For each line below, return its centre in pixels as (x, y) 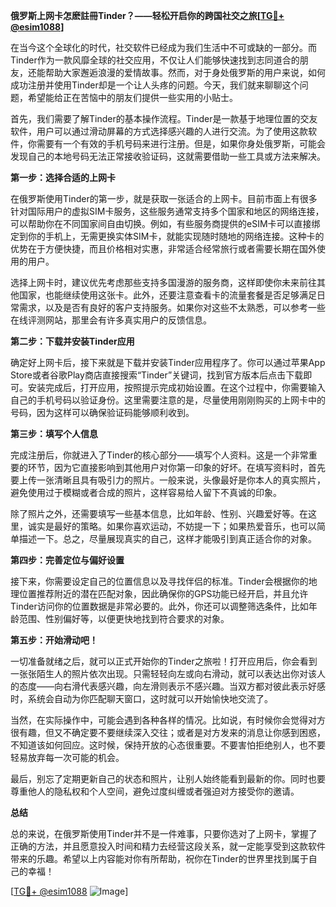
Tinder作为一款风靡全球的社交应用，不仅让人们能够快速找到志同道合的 (155, 60)
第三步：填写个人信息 (54, 433)
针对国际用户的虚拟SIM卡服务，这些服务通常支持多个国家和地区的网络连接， (167, 211)
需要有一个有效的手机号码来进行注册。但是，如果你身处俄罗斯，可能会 (181, 143)
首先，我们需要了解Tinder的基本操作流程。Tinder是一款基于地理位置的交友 (164, 118)
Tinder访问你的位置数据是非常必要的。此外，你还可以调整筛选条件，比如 (159, 606)
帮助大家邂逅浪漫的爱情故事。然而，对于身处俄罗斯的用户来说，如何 (185, 72)
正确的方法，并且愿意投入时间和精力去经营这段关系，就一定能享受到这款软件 (168, 846)
